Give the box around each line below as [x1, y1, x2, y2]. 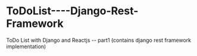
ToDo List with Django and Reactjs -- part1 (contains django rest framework [6, 36, 192, 43]
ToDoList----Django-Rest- [6, 4, 139, 18]
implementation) [6, 43, 46, 50]
